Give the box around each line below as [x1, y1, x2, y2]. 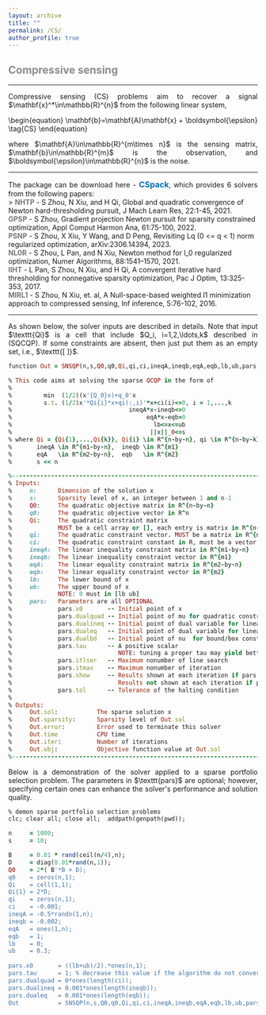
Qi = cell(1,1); [8, 881, 73, 889]
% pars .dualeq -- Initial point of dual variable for [8, 627, 239, 635]
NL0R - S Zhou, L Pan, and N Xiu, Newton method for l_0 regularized [8, 248, 232, 258]
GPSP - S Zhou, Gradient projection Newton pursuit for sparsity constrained [8, 214, 256, 224]
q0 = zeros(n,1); [8, 873, 77, 882]
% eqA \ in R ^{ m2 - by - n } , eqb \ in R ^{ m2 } [8, 450, 179, 458]
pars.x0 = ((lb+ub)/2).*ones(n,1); [8, 962, 147, 970]
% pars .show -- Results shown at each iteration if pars [8, 672, 257, 680]
